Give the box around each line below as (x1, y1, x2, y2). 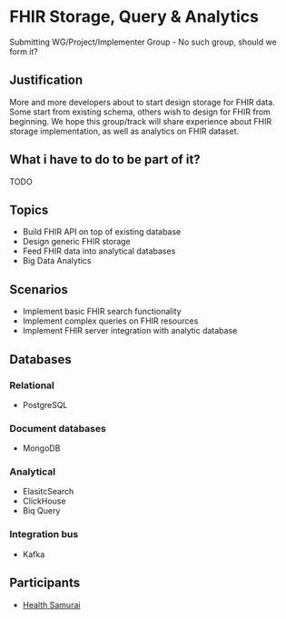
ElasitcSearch (22, 486, 74, 497)
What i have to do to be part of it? (9, 152, 202, 167)
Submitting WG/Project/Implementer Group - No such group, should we (9, 36, 277, 47)
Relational (9, 379, 54, 392)
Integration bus (9, 528, 79, 541)
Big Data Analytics (22, 255, 92, 266)
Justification (9, 73, 84, 88)
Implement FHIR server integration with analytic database (22, 325, 238, 336)
